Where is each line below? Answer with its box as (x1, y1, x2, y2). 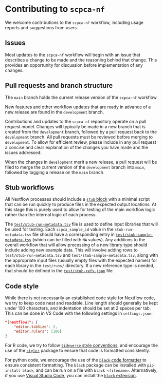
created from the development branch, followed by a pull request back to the (5, 129, 157, 134)
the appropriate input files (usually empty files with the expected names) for (5, 257, 157, 264)
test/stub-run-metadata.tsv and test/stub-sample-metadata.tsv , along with (5, 252, 158, 258)
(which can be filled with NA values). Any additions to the (32, 237, 145, 243)
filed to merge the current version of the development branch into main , (5, 164, 146, 170)
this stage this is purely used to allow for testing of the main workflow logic (5, 207, 156, 212)
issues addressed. (5, 150, 42, 155)
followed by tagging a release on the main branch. (5, 169, 105, 175)
